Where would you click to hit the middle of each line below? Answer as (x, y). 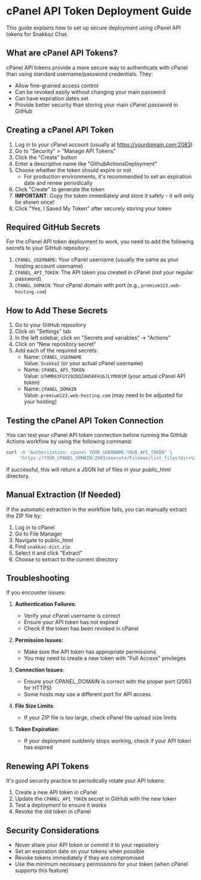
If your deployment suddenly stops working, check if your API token (107, 741)
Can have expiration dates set (51, 98)
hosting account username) (49, 266)
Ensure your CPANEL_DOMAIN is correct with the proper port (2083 (108, 682)
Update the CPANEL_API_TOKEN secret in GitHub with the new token (95, 799)
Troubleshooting (38, 578)
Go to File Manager (39, 534)
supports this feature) (42, 870)
